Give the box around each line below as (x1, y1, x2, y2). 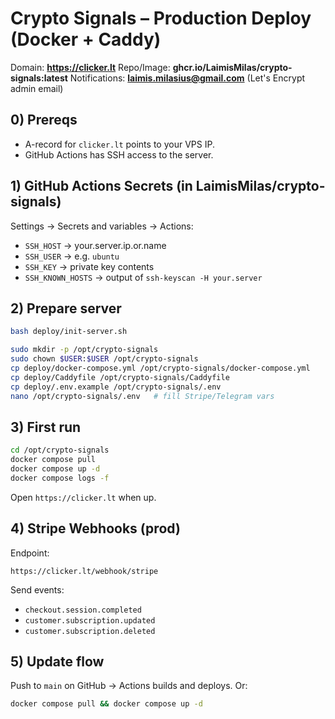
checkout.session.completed (24, 605, 142, 615)
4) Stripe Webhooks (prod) (10, 520, 181, 537)
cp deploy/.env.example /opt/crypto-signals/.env (10, 382, 222, 392)
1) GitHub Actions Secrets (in (10, 178, 193, 195)
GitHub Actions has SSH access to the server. (24, 148, 214, 161)
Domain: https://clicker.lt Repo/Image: (10, 61, 171, 73)
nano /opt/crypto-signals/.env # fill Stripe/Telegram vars (10, 391, 275, 401)
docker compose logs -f (10, 473, 110, 483)
